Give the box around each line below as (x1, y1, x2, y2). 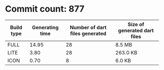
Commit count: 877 (5, 3, 84, 15)
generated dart (118, 27, 154, 34)
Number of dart (70, 24, 107, 31)
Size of (127, 21, 144, 28)
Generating (32, 24, 59, 31)
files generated (70, 30, 106, 37)
